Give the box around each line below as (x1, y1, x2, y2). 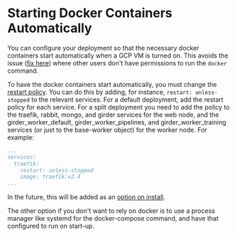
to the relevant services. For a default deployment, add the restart (31, 95, 224, 104)
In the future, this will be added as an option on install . (7, 193, 165, 201)
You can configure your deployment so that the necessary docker (7, 43, 200, 52)
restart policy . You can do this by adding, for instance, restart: (7, 88, 193, 96)
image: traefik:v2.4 (20, 173, 81, 181)
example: (7, 133, 34, 142)
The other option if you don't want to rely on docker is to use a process (7, 206, 215, 215)
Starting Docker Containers (7, 5, 172, 21)
